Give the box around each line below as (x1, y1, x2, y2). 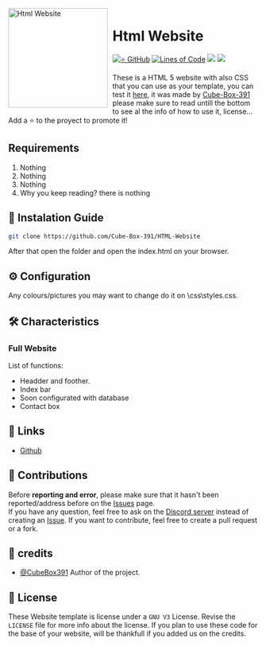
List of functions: (8, 360, 64, 370)
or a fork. (8, 523, 38, 533)
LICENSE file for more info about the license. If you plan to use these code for (8, 621, 258, 630)
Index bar (19, 384, 52, 394)
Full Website (8, 342, 57, 353)
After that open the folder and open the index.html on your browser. (8, 247, 229, 256)
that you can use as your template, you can (112, 81, 254, 91)
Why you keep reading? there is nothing (19, 188, 151, 197)
